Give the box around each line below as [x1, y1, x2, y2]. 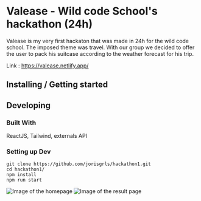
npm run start [6, 177, 43, 183]
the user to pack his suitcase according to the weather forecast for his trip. [6, 50, 194, 57]
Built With [6, 118, 37, 127]
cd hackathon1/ [6, 166, 45, 172]
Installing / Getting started [6, 80, 108, 90]
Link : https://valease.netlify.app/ [6, 62, 89, 69]
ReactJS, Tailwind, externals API [6, 132, 87, 140]
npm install [6, 172, 37, 178]
